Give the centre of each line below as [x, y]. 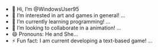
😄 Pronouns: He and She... [45, 34]
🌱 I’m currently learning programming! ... [61, 21]
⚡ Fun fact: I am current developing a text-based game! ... [82, 41]
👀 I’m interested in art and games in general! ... [68, 15]
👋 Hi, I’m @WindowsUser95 [45, 9]
